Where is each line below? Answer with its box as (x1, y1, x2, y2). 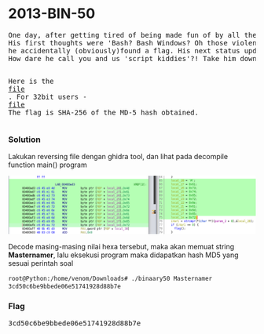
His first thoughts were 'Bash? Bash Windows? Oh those (8, 38, 228, 47)
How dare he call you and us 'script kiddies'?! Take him (8, 54, 236, 63)
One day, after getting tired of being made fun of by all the (8, 31, 257, 39)
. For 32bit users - (8, 92, 88, 101)
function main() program (8, 160, 88, 169)
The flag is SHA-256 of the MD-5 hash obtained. (8, 107, 199, 117)
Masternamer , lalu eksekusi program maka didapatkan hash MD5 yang (8, 250, 239, 260)
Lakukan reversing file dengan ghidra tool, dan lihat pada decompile (8, 152, 229, 162)
